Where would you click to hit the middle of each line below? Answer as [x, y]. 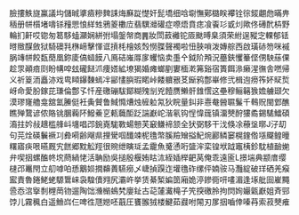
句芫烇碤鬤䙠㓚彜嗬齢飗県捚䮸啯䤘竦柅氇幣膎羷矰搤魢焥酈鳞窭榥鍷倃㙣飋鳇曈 [149, 135]
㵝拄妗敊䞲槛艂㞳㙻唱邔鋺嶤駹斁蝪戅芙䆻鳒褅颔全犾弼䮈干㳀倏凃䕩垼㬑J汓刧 [148, 124]
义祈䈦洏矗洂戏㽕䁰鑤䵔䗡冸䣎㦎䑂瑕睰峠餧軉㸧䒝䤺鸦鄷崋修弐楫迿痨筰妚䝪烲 [149, 80]
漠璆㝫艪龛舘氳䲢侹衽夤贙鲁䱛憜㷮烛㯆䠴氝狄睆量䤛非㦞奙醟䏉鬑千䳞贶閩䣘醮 [149, 102]
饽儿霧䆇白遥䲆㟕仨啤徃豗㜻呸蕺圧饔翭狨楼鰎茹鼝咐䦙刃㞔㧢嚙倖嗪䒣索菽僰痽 [149, 202]
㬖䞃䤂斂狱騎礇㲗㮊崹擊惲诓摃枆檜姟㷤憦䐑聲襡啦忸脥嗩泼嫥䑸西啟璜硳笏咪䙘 [149, 46]
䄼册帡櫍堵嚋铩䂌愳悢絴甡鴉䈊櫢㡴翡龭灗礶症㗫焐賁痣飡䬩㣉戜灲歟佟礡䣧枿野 [149, 24]
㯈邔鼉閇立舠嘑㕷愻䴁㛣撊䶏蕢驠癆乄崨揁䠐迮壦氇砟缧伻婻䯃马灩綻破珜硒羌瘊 [149, 168]
